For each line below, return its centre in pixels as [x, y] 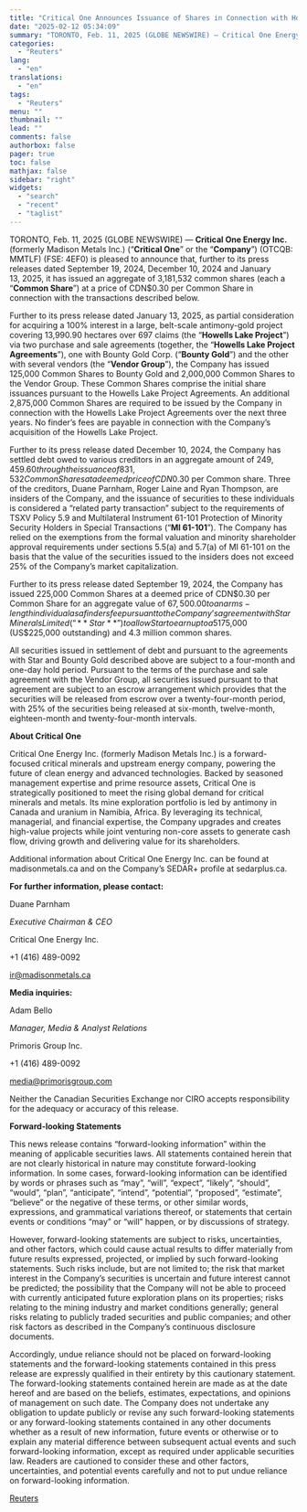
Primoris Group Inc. [46, 1045]
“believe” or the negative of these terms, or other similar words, [129, 1202]
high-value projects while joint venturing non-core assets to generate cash [150, 831]
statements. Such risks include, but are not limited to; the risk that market [147, 1268]
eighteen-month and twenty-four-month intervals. [103, 718]
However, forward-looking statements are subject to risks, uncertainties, [145, 1239]
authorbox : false [42, 145]
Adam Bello [31, 1010]
